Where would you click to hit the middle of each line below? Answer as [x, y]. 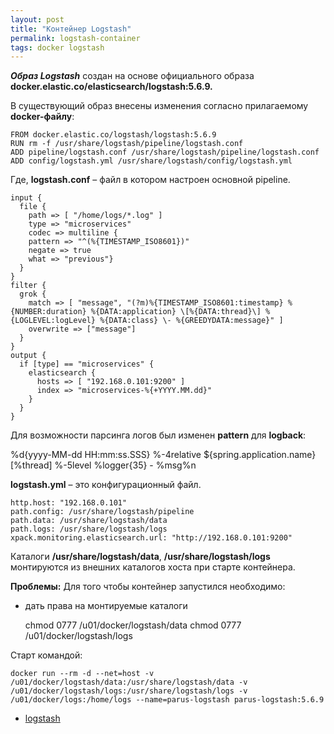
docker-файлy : [42, 117]
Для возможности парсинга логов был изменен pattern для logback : [158, 435]
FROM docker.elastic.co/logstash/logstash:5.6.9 [113, 135]
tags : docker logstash [57, 47]
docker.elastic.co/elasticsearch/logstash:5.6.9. [111, 87]
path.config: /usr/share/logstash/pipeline [102, 512]
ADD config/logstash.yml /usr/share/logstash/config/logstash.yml [151, 161]
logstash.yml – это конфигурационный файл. [106, 485]
